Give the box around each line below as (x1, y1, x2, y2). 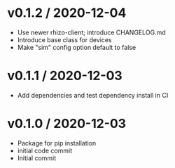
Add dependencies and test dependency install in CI (17, 91, 169, 99)
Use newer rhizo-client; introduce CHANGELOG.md (17, 28, 166, 37)
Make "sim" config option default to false (17, 43, 136, 51)
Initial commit (17, 153, 57, 162)
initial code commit (17, 146, 72, 155)
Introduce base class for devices (17, 35, 112, 44)
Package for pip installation (17, 138, 97, 147)
